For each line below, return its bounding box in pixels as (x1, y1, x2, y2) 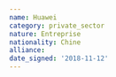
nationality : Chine (9, 37, 81, 47)
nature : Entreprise (9, 29, 81, 38)
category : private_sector (9, 21, 104, 30)
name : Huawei (9, 12, 58, 22)
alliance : (9, 46, 46, 55)
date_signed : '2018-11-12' (9, 54, 109, 63)
